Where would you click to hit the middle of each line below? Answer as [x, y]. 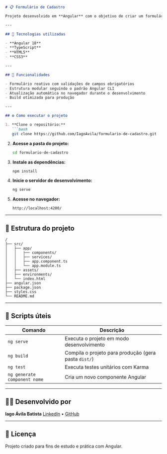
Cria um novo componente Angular [105, 377]
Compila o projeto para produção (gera [110, 353]
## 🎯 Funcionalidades [28, 75]
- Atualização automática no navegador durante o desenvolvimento [75, 93]
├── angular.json [23, 283]
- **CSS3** [16, 57]
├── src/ [14, 244]
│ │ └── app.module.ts [33, 266]
